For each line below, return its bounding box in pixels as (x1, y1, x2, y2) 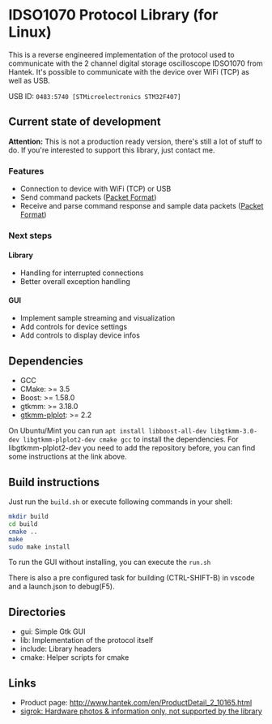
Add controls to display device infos (19, 330, 140, 340)
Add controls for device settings (19, 322, 128, 332)
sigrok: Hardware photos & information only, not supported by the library (19, 706, 263, 716)
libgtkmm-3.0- (210, 428, 257, 436)
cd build (8, 519, 38, 528)
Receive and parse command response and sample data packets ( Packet (19, 201, 264, 211)
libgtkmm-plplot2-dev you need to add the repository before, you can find (8, 443, 256, 453)
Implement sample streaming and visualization (19, 313, 176, 323)
